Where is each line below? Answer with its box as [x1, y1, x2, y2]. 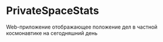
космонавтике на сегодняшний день [6, 29, 98, 36]
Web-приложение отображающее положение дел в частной [6, 23, 158, 30]
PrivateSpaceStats [6, 4, 100, 17]
